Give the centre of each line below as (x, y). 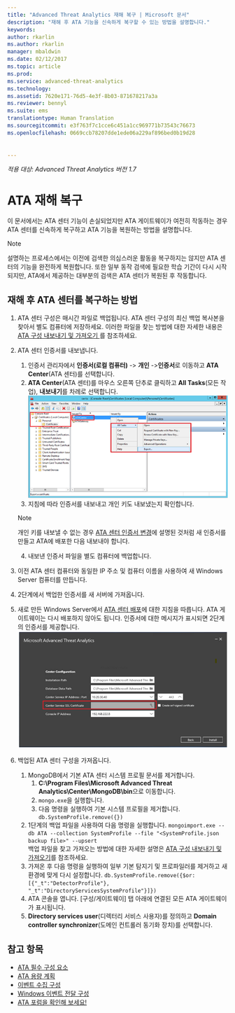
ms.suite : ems (28, 111)
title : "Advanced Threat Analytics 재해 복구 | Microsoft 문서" (99, 15)
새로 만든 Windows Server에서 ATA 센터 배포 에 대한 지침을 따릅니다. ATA (117, 610)
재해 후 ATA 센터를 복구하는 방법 (73, 300)
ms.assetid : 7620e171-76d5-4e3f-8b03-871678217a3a (83, 96)
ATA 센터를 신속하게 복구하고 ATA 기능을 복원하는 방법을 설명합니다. (100, 230)
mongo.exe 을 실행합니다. (71, 800)
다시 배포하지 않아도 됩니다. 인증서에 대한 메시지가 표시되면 (128, 618)
